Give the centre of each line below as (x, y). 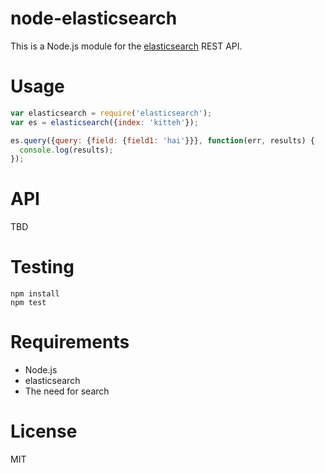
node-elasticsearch (94, 18)
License (44, 431)
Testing (42, 267)
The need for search (67, 391)
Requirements (70, 342)
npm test (28, 303)
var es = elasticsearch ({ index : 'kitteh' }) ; (104, 122)
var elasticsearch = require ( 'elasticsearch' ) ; (111, 113)
